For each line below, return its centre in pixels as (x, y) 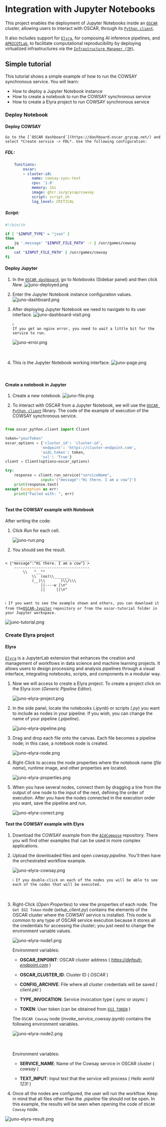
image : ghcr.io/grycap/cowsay (63, 192)
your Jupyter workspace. (31, 613)
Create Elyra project (30, 635)
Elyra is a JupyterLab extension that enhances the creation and (70, 658)
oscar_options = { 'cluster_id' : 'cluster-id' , (54, 443)
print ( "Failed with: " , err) (44, 494)
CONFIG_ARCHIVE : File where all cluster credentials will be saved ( (88, 984)
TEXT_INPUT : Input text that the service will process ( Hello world (87, 1078)
